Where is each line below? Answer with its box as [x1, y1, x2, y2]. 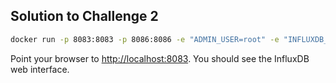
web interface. [10, 63, 70, 75]
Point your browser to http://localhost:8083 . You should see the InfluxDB [10, 52, 310, 64]
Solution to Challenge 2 [10, 8, 159, 25]
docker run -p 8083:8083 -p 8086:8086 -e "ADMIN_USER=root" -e [10, 34, 280, 44]
